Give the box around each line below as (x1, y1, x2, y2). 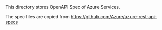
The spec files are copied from (5, 14, 70, 19)
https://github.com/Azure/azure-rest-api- (70, 14, 157, 19)
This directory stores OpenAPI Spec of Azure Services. (5, 4, 120, 10)
